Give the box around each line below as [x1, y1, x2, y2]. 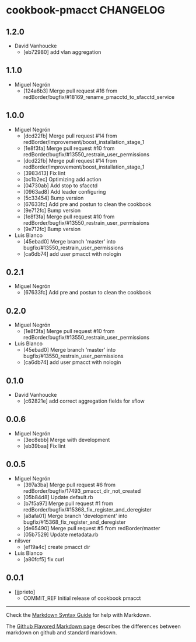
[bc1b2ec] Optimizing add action [23, 176, 101, 183]
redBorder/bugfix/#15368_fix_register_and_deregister [23, 506, 152, 513]
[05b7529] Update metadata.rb [23, 531, 99, 538]
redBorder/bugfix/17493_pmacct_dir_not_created [23, 487, 141, 495]
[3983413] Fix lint [23, 169, 66, 176]
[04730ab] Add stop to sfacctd [23, 182, 98, 189]
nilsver [14, 537, 31, 544]
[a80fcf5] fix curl [23, 555, 64, 562]
